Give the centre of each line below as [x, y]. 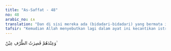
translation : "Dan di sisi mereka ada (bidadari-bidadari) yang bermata [84, 24]
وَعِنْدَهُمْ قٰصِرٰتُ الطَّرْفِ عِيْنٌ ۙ [31, 43]
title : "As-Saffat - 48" [32, 10]
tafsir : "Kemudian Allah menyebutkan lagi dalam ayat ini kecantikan [81, 29]
